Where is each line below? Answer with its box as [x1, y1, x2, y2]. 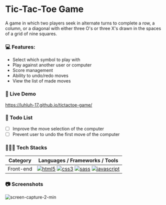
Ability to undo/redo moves [12, 72, 68, 78]
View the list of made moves [12, 78, 71, 84]
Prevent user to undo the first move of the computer [12, 131, 120, 137]
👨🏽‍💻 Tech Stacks [5, 144, 47, 151]
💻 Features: [5, 43, 36, 50]
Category [8, 157, 31, 164]
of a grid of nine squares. [5, 30, 57, 36]
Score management [12, 67, 53, 73]
